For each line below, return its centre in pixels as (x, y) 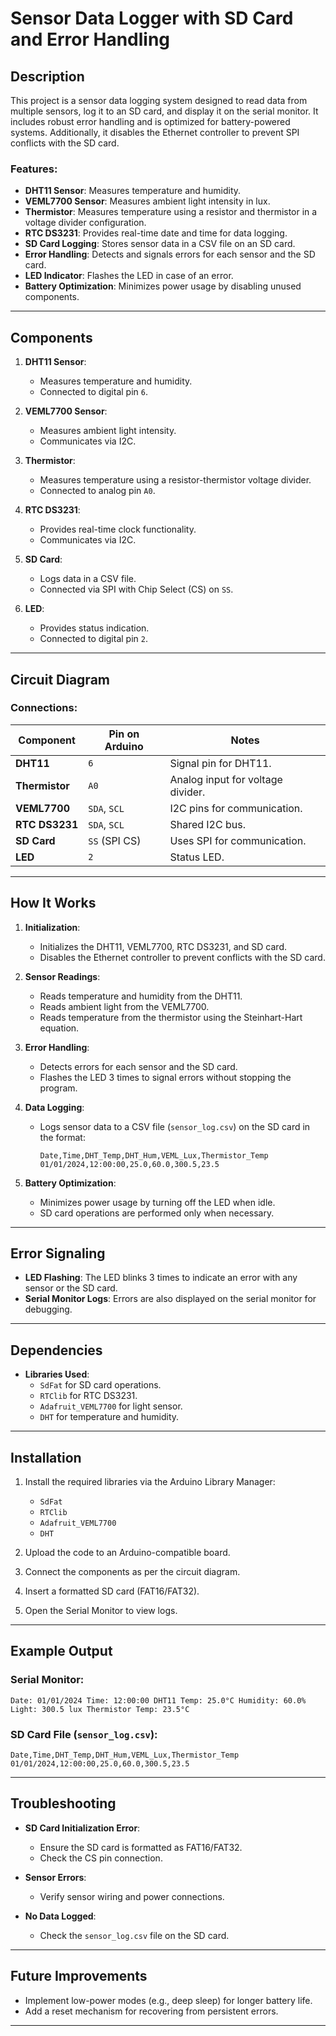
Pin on (124, 734)
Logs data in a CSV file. (88, 579)
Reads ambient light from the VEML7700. (124, 1006)
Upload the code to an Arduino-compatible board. (127, 1553)
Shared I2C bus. (207, 824)
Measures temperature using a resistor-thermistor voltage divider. (175, 480)
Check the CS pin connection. (101, 1858)
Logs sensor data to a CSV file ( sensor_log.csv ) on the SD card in (175, 1126)
